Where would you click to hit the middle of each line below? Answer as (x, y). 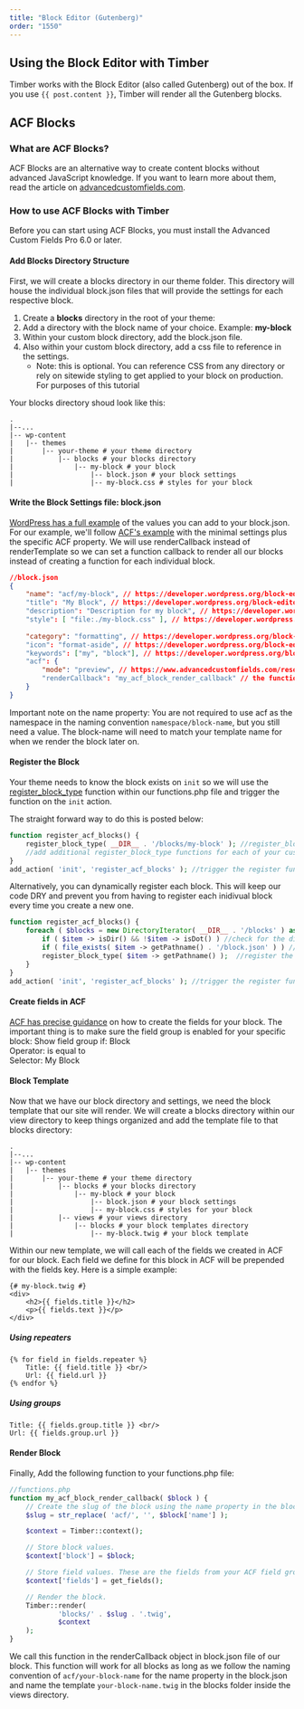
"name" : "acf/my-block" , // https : (93, 594)
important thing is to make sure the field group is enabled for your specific (148, 1031)
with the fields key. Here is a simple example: (94, 1269)
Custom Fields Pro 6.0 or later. (66, 240)
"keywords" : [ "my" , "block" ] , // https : (103, 653)
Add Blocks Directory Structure (69, 261)
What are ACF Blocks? (59, 148)
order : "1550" (36, 26)
